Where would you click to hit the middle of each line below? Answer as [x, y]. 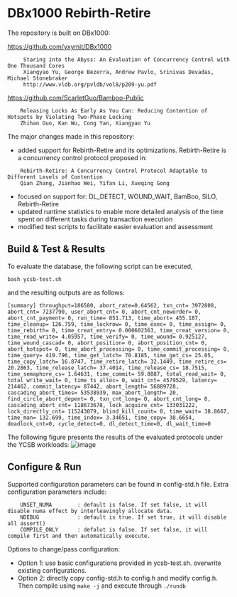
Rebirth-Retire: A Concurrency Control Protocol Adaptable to [114, 171]
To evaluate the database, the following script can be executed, [100, 266]
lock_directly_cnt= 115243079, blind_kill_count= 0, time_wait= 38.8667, [119, 411]
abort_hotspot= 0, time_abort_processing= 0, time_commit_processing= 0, [119, 349]
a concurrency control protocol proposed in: [82, 157]
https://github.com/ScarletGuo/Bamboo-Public [76, 97]
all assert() [27, 523]
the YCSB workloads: [38, 444]
